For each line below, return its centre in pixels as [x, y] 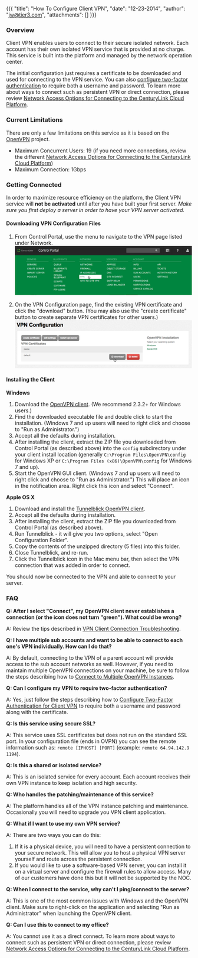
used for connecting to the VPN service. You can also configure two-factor [97, 80]
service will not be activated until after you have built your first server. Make [99, 204]
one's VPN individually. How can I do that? [59, 647]
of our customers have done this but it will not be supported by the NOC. [103, 878]
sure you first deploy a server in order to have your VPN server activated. [95, 210]
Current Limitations [34, 120]
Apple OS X [21, 497]
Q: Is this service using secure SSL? [51, 724]
